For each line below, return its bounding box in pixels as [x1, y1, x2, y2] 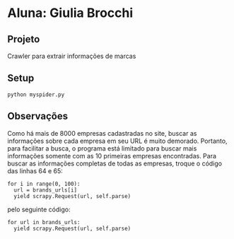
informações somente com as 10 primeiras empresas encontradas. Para [7, 151, 217, 160]
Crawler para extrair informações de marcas [7, 52, 136, 60]
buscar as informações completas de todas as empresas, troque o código [7, 159, 223, 168]
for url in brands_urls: [7, 218, 81, 226]
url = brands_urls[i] [13, 186, 78, 194]
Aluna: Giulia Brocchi [7, 5, 134, 21]
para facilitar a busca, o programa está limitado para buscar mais [7, 144, 197, 153]
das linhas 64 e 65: [7, 166, 64, 175]
